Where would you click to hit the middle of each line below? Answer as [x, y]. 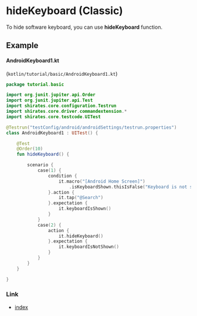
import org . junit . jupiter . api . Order [51, 95]
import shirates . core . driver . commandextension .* [67, 112]
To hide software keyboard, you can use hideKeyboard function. [84, 27]
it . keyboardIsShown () [85, 209]
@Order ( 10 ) [30, 149]
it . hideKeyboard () [81, 236]
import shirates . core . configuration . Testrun [61, 106]
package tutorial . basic [35, 84]
